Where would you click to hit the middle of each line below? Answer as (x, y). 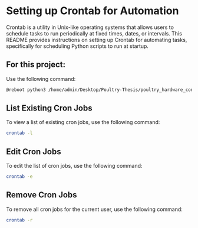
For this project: (36, 65)
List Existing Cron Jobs (49, 108)
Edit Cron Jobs (34, 152)
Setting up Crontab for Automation (93, 11)
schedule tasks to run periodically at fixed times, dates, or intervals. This (94, 33)
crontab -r (19, 220)
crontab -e (19, 177)
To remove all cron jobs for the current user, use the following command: (94, 209)
